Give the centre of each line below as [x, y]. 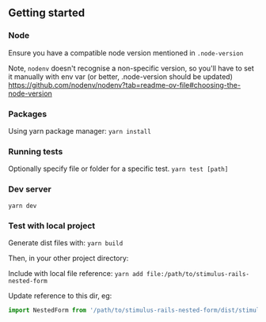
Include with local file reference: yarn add [76, 273]
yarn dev [23, 206]
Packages [28, 114]
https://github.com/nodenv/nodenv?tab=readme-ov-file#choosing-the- [125, 85]
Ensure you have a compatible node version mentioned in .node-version [126, 53]
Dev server [30, 189]
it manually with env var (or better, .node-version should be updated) [121, 76]
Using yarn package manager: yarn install [80, 131]
